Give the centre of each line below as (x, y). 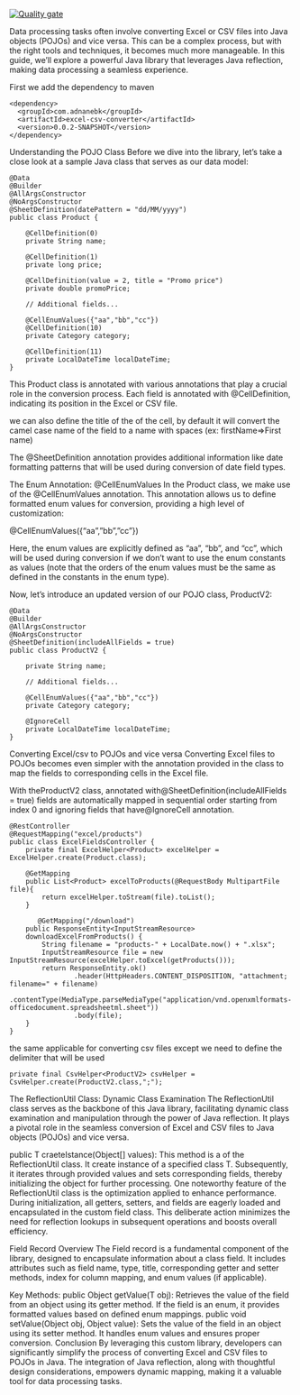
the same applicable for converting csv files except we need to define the (146, 1048)
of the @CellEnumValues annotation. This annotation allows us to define (143, 494)
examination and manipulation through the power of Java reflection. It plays (150, 1118)
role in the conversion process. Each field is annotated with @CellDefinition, (150, 394)
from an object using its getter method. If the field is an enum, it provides (145, 1304)
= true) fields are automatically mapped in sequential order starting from (143, 800)
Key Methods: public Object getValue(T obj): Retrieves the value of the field (150, 1295)
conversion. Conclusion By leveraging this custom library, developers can (145, 1343)
